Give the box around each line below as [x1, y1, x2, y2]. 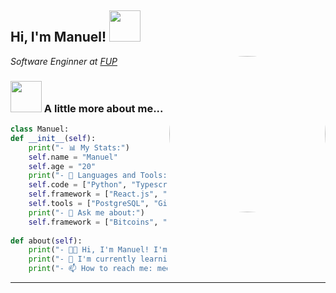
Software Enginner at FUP [10, 55, 118, 67]
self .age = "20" [28, 161, 97, 171]
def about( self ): [10, 236, 83, 246]
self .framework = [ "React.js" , [28, 189, 159, 200]
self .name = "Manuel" [28, 152, 118, 162]
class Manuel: [10, 124, 70, 135]
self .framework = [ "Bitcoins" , [28, 217, 159, 227]
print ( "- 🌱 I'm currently [28, 254, 137, 265]
